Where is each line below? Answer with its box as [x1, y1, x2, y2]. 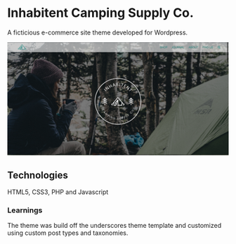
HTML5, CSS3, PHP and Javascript [7, 188, 109, 196]
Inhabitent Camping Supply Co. [7, 5, 195, 21]
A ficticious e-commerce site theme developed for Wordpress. [7, 28, 188, 37]
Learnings [7, 205, 43, 215]
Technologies [7, 169, 69, 181]
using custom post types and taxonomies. [7, 229, 129, 237]
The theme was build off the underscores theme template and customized [7, 221, 222, 230]
